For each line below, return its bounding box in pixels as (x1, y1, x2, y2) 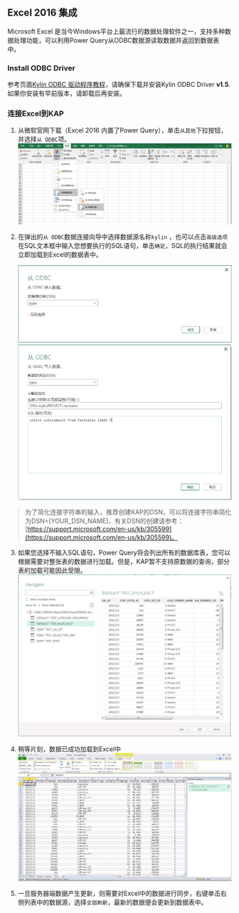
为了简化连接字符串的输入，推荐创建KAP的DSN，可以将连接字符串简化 (24, 508, 232, 517)
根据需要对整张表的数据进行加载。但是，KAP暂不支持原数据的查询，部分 (17, 557, 230, 566)
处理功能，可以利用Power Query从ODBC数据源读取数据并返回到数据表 (13, 36, 220, 44)
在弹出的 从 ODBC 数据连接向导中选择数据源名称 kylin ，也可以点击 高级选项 (17, 232, 228, 241)
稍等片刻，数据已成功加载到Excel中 (17, 744, 122, 753)
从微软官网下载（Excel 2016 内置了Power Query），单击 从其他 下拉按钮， (17, 126, 228, 135)
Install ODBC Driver (7, 63, 76, 73)
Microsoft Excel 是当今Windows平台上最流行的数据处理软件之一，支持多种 (7, 27, 225, 36)
